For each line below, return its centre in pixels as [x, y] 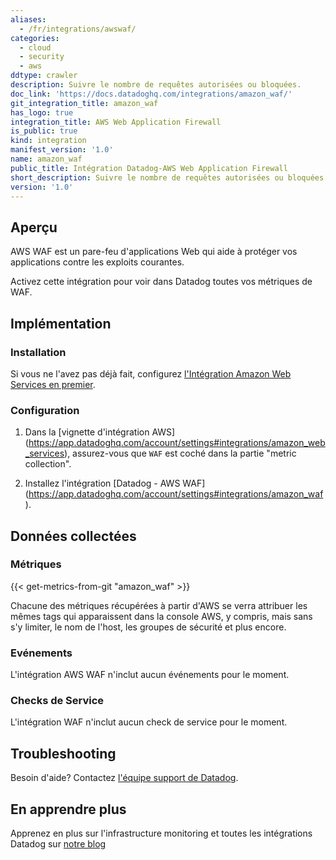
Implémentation [61, 323]
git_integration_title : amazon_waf [84, 103]
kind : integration [48, 141]
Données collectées [73, 536]
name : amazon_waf [46, 159]
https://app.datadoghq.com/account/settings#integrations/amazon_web [177, 443]
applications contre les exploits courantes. [97, 262]
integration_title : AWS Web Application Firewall [116, 122]
